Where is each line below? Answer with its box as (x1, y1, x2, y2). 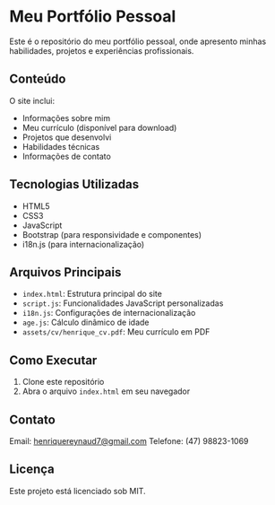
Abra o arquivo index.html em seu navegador (21, 386, 191, 396)
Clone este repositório (21, 377, 105, 387)
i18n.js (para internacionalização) (21, 239, 145, 249)
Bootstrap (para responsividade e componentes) (21, 229, 202, 239)
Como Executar (9, 353, 98, 368)
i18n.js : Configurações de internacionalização (21, 308, 196, 318)
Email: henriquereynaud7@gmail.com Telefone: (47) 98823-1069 (9, 436, 249, 446)
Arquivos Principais (9, 265, 122, 280)
